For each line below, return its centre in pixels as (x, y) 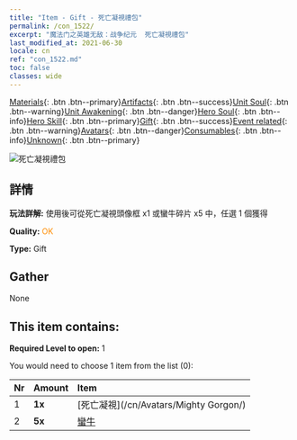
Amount (51, 388)
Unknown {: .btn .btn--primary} (83, 139)
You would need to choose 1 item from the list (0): (101, 366)
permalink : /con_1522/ (52, 26)
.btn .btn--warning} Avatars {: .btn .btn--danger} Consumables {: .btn (134, 130)
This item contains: (64, 326)
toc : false (30, 68)
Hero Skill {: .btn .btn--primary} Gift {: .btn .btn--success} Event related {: (157, 121)
